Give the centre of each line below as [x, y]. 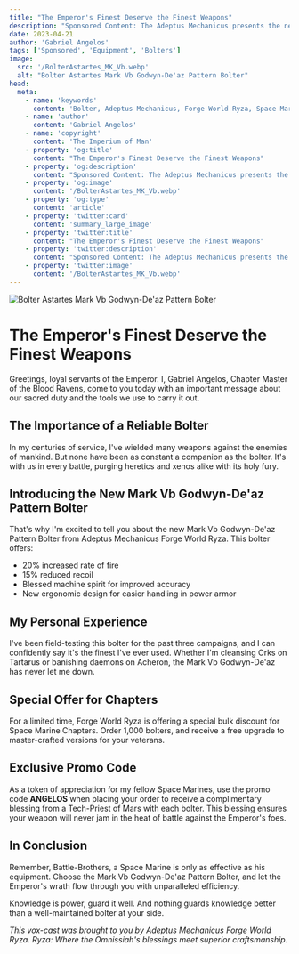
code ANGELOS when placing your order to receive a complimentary [136, 798]
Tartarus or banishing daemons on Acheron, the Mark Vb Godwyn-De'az [142, 662]
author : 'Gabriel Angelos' [59, 42]
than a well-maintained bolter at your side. [87, 912]
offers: [21, 548]
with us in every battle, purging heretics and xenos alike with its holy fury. [144, 466]
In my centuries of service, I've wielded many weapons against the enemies [148, 447]
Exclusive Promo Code [73, 768]
